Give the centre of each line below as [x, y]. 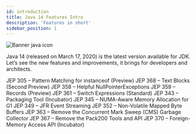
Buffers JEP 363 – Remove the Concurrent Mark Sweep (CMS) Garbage [94, 112]
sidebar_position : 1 [32, 28]
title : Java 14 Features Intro [45, 17]
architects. [19, 69]
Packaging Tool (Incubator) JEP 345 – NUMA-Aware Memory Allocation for [98, 100]
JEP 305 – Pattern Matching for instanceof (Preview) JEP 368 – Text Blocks [98, 81]
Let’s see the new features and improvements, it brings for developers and [97, 63]
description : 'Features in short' [49, 23]
